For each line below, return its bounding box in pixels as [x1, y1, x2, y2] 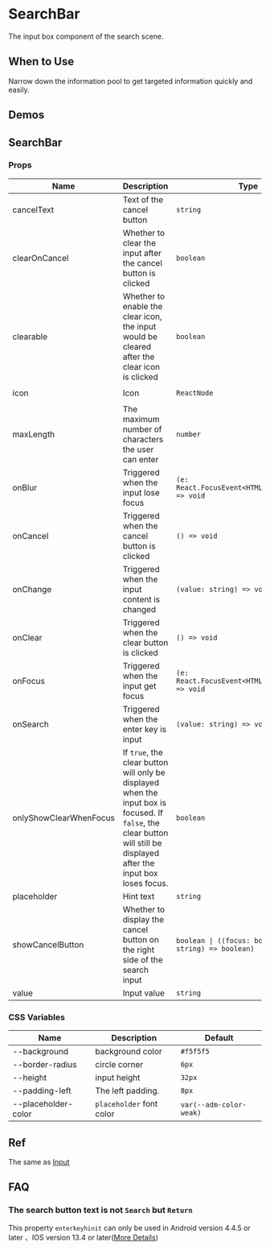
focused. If [122, 807, 163, 818]
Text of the [122, 194, 164, 205]
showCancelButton [12, 939, 84, 950]
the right [122, 944, 155, 955]
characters [122, 433, 164, 445]
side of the [122, 954, 163, 965]
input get [122, 680, 157, 691]
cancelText [12, 204, 55, 215]
